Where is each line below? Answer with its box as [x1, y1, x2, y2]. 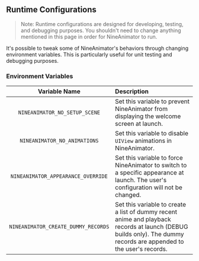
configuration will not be [115, 183, 182, 192]
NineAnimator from [115, 105, 168, 113]
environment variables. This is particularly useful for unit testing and [6, 50, 173, 58]
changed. [115, 191, 142, 199]
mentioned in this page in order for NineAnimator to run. [20, 33, 158, 40]
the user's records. [115, 245, 168, 253]
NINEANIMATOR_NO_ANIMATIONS [20, 138, 99, 144]
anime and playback [115, 215, 171, 224]
